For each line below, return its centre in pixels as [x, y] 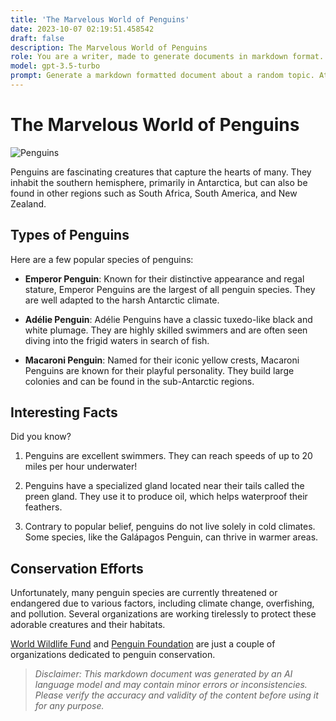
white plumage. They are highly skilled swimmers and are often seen [166, 330]
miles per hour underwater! [81, 467]
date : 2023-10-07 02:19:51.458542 [82, 29]
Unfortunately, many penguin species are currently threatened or [144, 593]
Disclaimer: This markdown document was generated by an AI [163, 674]
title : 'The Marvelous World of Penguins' [100, 19]
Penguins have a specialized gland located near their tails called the [164, 486]
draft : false [37, 38]
